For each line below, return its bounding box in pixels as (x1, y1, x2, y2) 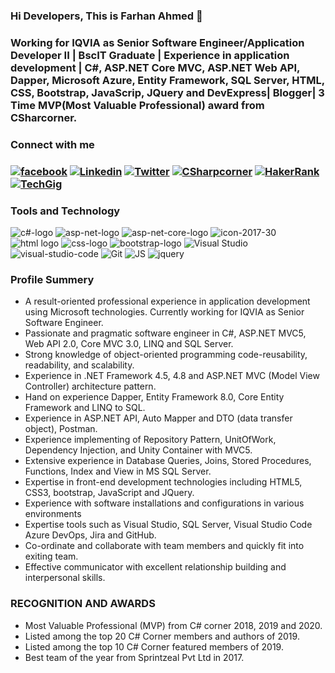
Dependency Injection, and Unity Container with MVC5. (24, 444, 253, 456)
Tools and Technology (10, 204, 121, 218)
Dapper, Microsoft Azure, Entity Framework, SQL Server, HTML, (10, 73, 325, 87)
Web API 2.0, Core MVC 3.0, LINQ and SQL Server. (24, 338, 234, 350)
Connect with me (10, 137, 95, 151)
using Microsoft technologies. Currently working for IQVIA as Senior (24, 306, 305, 318)
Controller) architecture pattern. (24, 380, 157, 393)
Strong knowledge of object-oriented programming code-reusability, (24, 349, 308, 361)
